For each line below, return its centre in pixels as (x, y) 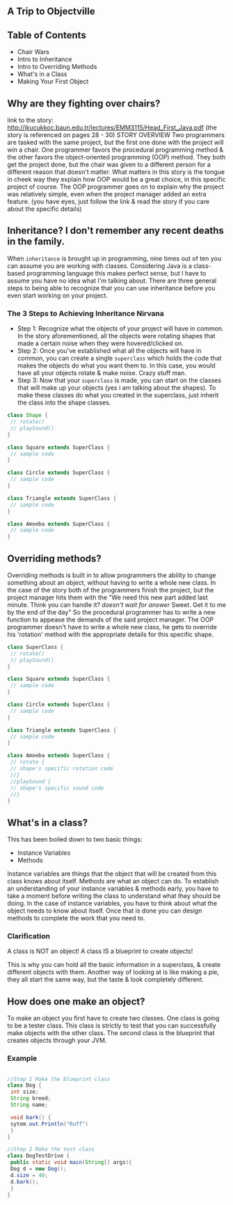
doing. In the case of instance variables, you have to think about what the (112, 904)
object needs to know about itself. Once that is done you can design (105, 911)
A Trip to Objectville (51, 11)
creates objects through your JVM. (57, 1041)
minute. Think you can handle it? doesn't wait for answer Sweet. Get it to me (116, 604)
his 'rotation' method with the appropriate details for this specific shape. (111, 634)
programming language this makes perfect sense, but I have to (116, 273)
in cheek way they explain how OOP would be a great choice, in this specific (116, 180)
